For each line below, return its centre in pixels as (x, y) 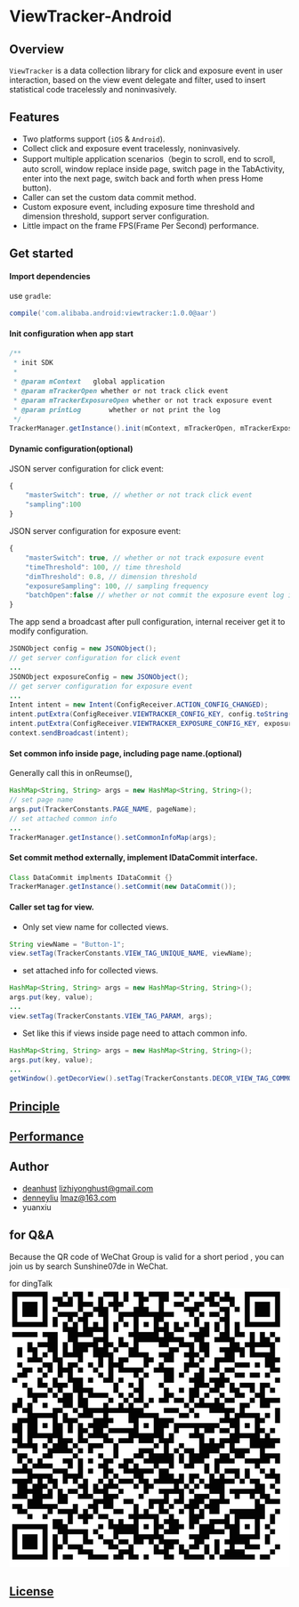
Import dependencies (50, 276)
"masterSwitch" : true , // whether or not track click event (139, 496)
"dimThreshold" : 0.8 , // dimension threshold (111, 577)
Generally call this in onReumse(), (71, 773)
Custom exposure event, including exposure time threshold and (138, 206)
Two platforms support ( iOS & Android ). (93, 139)
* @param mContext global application (89, 382)
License (32, 1591)
